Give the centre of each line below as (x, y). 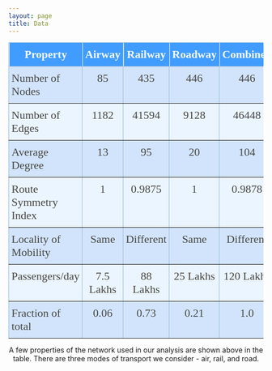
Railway (146, 54)
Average (30, 152)
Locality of (36, 239)
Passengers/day (46, 276)
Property (45, 54)
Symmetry (35, 202)
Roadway (194, 54)
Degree (28, 165)
